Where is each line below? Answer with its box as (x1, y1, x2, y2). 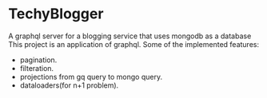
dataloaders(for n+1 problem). (19, 80, 119, 90)
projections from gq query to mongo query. (19, 72, 162, 81)
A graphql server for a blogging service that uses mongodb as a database (8, 31, 252, 41)
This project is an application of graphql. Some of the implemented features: (8, 39, 260, 49)
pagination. (19, 55, 58, 65)
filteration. (19, 63, 54, 73)
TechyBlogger (8, 5, 104, 23)
